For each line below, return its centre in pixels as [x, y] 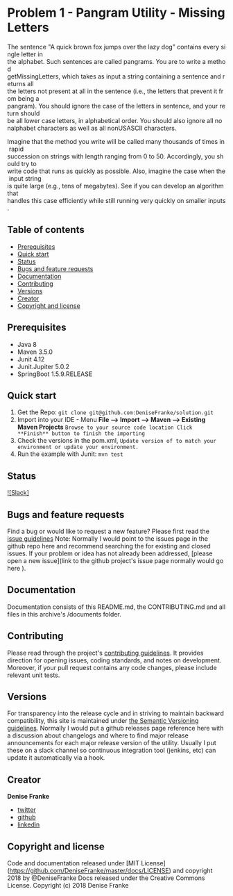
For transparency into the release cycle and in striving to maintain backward [115, 713]
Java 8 [27, 344]
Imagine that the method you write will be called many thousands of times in [116, 141]
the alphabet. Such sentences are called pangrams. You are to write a [106, 61]
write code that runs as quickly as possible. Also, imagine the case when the [116, 171]
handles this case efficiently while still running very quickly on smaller [107, 200]
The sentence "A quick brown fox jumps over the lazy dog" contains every [113, 47]
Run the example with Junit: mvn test [70, 454]
